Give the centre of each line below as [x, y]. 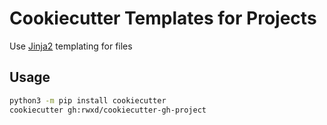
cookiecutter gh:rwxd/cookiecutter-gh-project [108, 110]
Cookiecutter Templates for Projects [163, 18]
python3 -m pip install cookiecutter [88, 100]
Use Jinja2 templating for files [71, 46]
